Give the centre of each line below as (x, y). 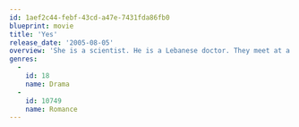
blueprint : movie (42, 26)
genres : (24, 59)
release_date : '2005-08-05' (62, 42)
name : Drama (47, 84)
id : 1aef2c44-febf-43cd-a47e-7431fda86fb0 (90, 17)
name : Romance (51, 109)
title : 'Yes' (34, 34)
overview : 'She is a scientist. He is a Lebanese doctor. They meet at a (150, 51)
